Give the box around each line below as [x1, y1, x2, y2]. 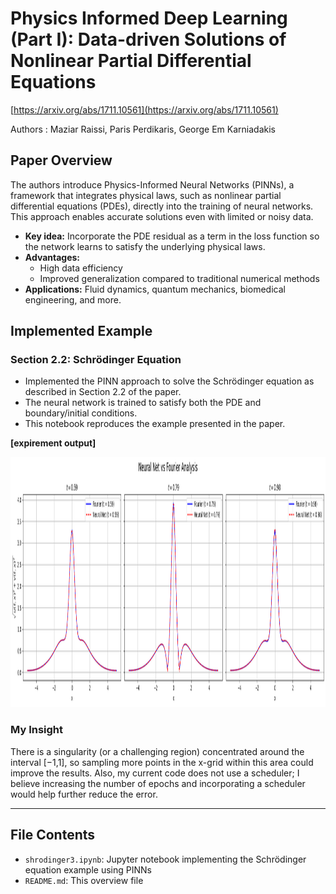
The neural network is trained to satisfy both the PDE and [24, 397, 262, 409]
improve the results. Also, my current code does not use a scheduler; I [10, 767, 300, 779]
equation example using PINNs [24, 863, 152, 876]
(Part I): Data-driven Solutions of [10, 28, 287, 51]
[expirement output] [10, 437, 97, 449]
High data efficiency [39, 262, 123, 274]
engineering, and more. [24, 293, 122, 306]
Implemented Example [10, 323, 153, 340]
